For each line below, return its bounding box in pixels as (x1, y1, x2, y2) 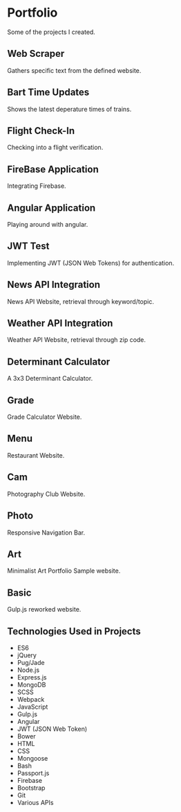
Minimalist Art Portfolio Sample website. (7, 567, 121, 575)
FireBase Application (7, 163, 99, 175)
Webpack (17, 695, 45, 703)
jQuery (17, 650, 37, 659)
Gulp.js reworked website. (7, 605, 82, 614)
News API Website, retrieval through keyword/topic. (7, 297, 154, 306)
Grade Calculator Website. (7, 413, 82, 421)
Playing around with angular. (7, 221, 88, 228)
